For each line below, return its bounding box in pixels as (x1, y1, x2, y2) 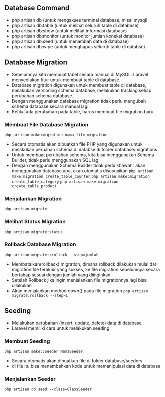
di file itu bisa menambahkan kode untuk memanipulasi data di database (11, 363, 161, 369)
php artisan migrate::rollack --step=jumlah (4, 252, 99, 257)
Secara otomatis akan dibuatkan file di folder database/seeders (11, 357, 143, 364)
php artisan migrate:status (4, 229, 63, 234)
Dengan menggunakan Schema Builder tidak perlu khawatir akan (11, 162, 146, 168)
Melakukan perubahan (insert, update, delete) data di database (11, 320, 142, 326)
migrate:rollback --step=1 (11, 293, 68, 298)
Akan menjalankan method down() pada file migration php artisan (11, 287, 148, 294)
